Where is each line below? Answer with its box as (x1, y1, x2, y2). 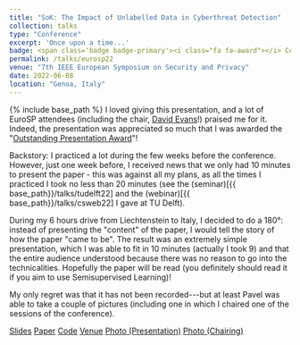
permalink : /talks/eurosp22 (9, 55, 114, 63)
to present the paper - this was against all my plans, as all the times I (9, 169, 262, 180)
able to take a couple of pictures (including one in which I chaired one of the (9, 299, 290, 309)
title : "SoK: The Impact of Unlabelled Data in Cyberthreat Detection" (9, 13, 281, 22)
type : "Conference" (9, 29, 82, 38)
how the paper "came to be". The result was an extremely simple (9, 233, 248, 244)
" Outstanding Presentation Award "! (9, 132, 138, 143)
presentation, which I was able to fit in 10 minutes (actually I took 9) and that (9, 243, 289, 254)
